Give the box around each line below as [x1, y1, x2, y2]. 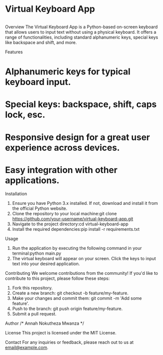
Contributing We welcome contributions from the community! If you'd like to [5, 270, 158, 276]
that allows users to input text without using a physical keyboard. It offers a [5, 29, 157, 35]
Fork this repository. [12, 285, 53, 291]
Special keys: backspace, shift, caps [5, 99, 157, 110]
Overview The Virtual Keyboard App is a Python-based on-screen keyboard [5, 23, 158, 30]
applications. [5, 175, 60, 186]
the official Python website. [12, 205, 68, 211]
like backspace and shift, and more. [5, 39, 77, 45]
